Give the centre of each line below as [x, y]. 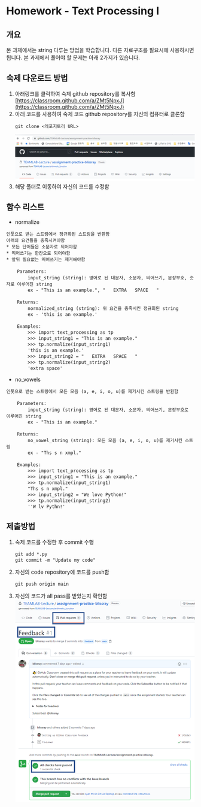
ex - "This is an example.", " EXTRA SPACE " [94, 290]
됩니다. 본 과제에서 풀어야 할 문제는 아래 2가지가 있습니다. [73, 57]
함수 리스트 [25, 207]
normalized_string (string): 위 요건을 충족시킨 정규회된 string [103, 308]
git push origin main [42, 584]
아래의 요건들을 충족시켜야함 [36, 240]
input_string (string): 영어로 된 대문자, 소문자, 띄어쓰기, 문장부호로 [108, 410]
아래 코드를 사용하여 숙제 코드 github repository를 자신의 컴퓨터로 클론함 [100, 114]
